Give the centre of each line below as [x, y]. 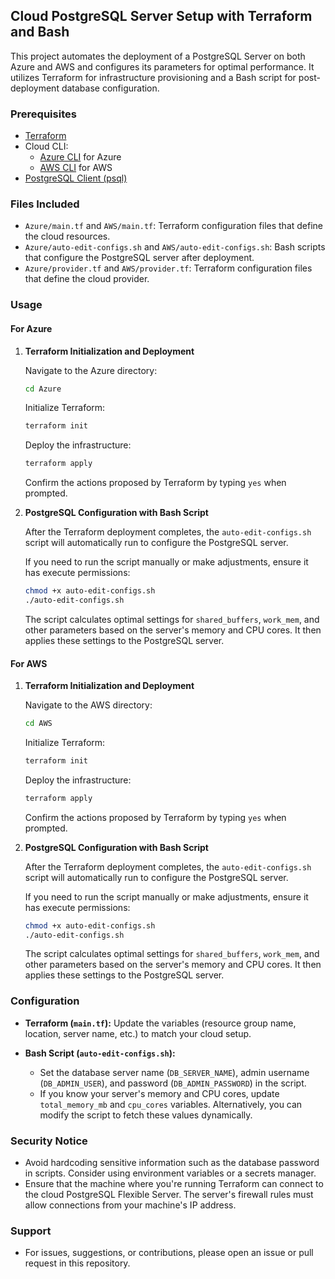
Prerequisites [43, 114]
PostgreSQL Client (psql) [76, 178]
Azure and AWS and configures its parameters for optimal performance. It [162, 66]
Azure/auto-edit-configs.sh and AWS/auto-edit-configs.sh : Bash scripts [175, 247]
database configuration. [110, 88]
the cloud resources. [67, 236]
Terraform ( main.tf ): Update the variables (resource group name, [160, 1023]
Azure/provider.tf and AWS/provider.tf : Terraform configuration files [168, 268]
